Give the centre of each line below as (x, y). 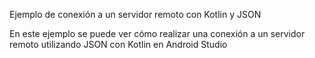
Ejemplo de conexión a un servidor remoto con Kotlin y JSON (135, 14)
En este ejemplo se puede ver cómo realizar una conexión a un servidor (157, 33)
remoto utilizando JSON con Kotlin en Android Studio (118, 44)
